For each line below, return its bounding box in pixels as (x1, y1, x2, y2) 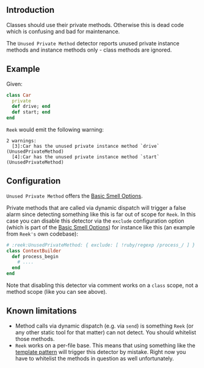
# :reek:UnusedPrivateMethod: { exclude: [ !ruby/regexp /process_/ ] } (6, 242, 195, 248)
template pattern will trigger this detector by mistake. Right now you (15, 348, 186, 355)
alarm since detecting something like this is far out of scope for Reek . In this (6, 210, 196, 218)
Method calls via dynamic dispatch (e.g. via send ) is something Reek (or (15, 322, 194, 329)
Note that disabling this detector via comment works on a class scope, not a (6, 282, 199, 289)
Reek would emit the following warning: (6, 126, 104, 133)
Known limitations (6, 306, 77, 316)
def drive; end (12, 104, 51, 110)
